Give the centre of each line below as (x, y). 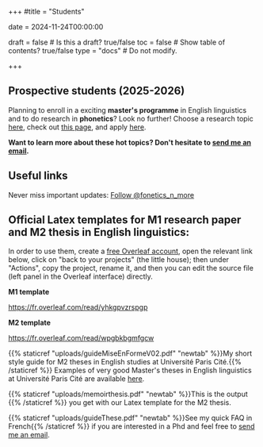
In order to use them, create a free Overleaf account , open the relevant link (131, 251)
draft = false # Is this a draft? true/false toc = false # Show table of (117, 42)
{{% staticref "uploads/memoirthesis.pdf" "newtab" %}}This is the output (128, 394)
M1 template (29, 292)
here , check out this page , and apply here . (77, 127)
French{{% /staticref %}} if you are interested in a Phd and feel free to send (131, 426)
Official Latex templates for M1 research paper (125, 220)
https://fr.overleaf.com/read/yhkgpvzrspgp (78, 307)
